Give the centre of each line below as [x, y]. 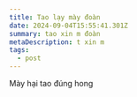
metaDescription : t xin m [57, 42]
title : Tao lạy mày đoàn [55, 17]
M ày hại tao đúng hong [51, 83]
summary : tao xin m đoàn [55, 34]
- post [29, 58]
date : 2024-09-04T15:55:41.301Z [68, 26]
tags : [19, 50]
